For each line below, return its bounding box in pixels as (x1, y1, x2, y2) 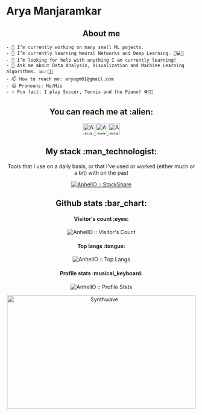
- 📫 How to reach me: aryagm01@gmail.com (6, 76, 114, 82)
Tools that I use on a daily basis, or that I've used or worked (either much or (7, 162, 195, 170)
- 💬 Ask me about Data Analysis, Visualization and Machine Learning (6, 62, 185, 68)
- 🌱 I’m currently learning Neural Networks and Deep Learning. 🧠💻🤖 (6, 50, 184, 56)
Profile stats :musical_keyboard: (60, 270, 143, 277)
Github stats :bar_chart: (55, 198, 148, 209)
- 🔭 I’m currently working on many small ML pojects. (6, 44, 145, 50)
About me (82, 28, 121, 39)
